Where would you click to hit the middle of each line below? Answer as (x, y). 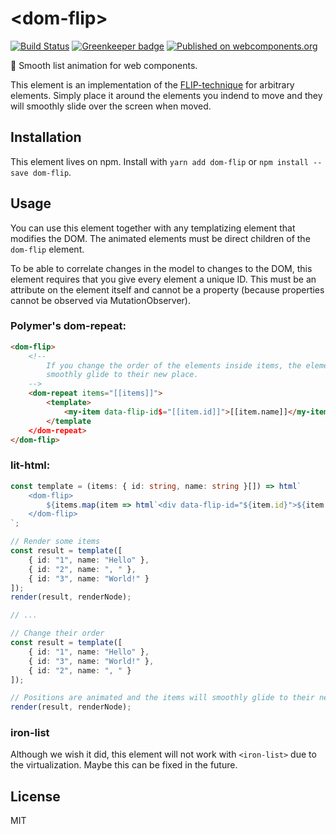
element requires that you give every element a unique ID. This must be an (163, 279)
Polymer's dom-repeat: (68, 326)
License (35, 796)
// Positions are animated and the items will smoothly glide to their (162, 698)
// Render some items (55, 542)
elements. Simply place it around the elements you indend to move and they (166, 95)
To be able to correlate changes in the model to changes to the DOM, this (161, 268)
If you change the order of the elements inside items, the (174, 365)
